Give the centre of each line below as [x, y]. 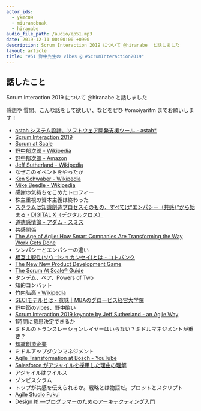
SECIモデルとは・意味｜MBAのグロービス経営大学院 [79, 300]
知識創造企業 [31, 344]
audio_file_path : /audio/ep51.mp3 [49, 34]
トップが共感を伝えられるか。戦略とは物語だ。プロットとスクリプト [99, 388]
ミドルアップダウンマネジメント [54, 352]
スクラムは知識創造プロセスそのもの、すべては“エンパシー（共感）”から [102, 207]
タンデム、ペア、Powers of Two [54, 278]
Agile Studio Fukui [37, 395]
